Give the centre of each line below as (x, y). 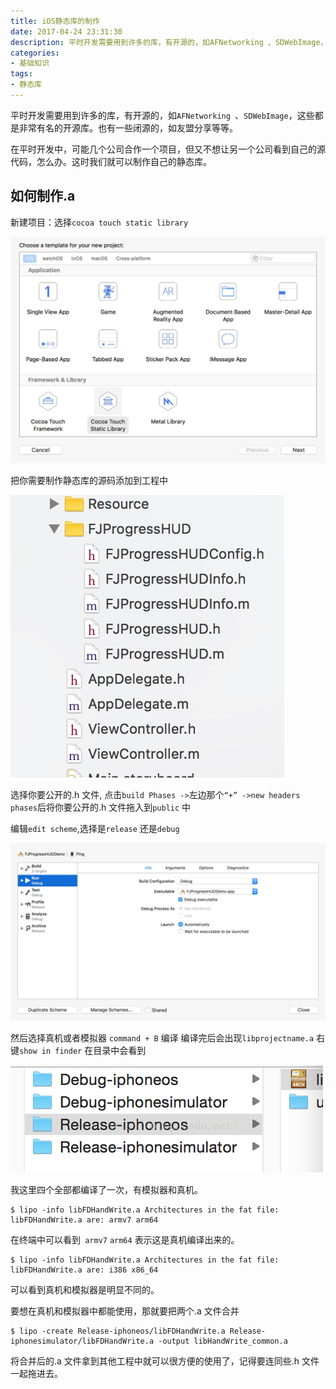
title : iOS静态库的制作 (55, 21)
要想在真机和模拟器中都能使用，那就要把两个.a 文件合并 (125, 1311)
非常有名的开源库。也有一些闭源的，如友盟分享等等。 (128, 127)
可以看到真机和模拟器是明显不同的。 (85, 1289)
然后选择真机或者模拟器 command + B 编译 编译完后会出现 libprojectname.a (162, 1037)
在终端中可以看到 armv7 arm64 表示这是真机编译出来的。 (125, 1239)
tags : (21, 74)
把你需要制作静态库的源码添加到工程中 (89, 481)
